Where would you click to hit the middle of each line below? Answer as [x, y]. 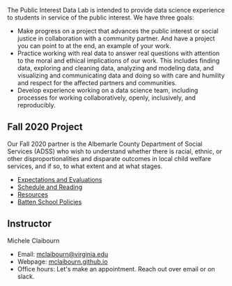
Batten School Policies [49, 202]
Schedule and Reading [49, 187]
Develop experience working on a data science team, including [108, 90]
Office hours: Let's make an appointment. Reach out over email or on [116, 269]
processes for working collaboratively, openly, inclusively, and [107, 98]
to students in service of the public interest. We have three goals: [101, 17]
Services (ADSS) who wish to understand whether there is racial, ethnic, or [115, 151]
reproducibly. [36, 105]
